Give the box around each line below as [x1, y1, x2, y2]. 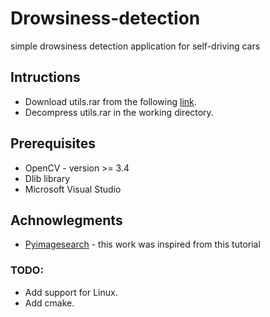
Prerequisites [10, 135, 96, 152]
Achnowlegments [10, 212, 123, 229]
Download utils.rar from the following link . [24, 95, 197, 107]
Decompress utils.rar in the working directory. [24, 106, 214, 118]
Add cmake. [24, 297, 75, 309]
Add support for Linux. [24, 286, 118, 298]
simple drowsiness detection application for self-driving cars [10, 40, 261, 52]
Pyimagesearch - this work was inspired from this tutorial [24, 238, 261, 251]
